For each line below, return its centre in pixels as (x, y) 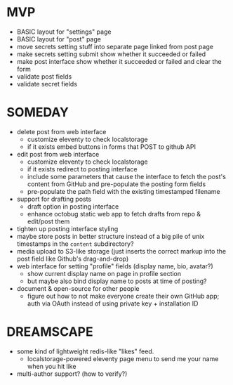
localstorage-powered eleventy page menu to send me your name (123, 358)
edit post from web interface (58, 154)
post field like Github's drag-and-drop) (73, 259)
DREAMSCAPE (50, 332)
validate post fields (44, 76)
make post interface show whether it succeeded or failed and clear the (119, 61)
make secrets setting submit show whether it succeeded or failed (111, 54)
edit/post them (48, 221)
